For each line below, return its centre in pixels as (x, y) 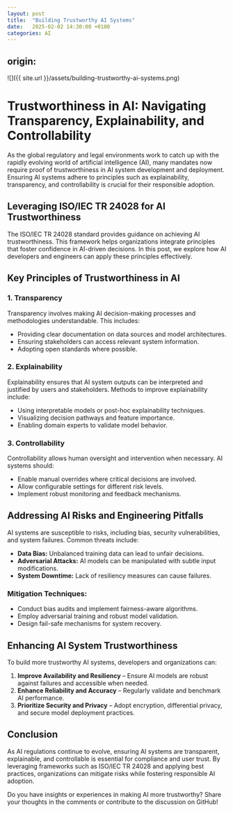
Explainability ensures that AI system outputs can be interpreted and (105, 382)
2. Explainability (35, 367)
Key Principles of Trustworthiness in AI (94, 278)
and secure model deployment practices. (76, 713)
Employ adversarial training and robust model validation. (98, 616)
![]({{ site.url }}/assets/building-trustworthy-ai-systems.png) (94, 78)
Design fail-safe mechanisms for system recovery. (89, 624)
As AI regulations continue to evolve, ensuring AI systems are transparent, (113, 751)
